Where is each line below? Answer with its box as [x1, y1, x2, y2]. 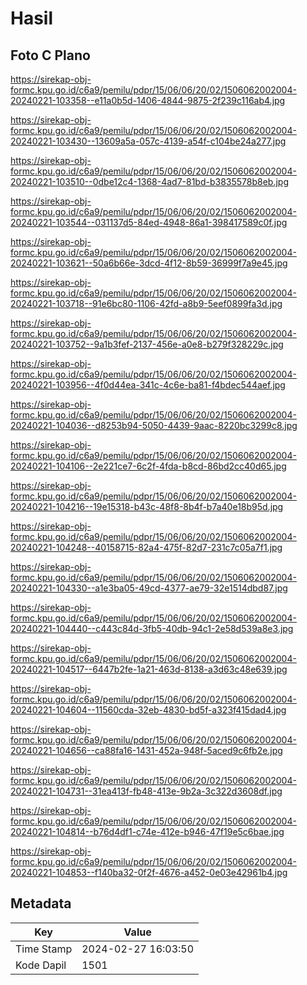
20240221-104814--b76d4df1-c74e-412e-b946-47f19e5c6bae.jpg [10, 826, 285, 837]
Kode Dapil [15, 958, 67, 972]
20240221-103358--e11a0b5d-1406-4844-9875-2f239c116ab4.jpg [10, 95, 286, 106]
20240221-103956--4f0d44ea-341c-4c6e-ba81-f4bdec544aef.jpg [10, 379, 286, 391]
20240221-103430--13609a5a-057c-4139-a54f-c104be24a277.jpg [10, 135, 287, 147]
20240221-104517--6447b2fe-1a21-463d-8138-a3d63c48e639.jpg [10, 663, 288, 675]
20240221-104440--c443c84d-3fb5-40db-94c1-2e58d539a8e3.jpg [10, 623, 294, 634]
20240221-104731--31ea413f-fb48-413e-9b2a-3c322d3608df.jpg [10, 785, 283, 797]
